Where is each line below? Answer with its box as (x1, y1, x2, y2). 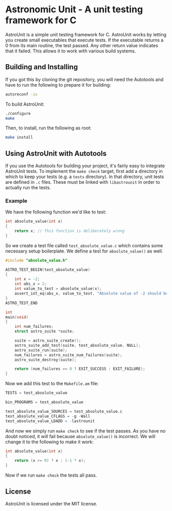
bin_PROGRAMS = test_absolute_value (5, 400, 83, 405)
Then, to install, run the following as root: (5, 125, 92, 131)
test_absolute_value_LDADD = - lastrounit (5, 418, 95, 424)
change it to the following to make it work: (5, 439, 94, 445)
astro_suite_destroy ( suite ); (14, 357, 77, 362)
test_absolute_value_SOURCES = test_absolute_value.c (5, 409, 123, 414)
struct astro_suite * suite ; (14, 329, 74, 334)
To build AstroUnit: (5, 101, 45, 107)
